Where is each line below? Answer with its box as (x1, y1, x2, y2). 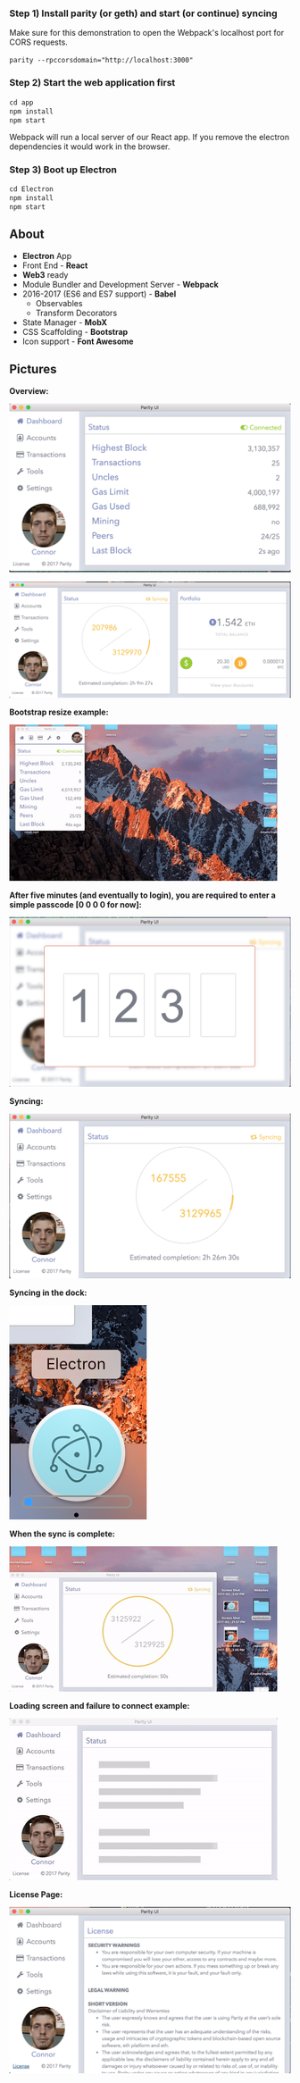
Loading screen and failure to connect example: (9, 1701, 190, 1711)
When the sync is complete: (9, 1528, 116, 1539)
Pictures (9, 362, 57, 377)
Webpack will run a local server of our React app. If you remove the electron (9, 131, 290, 142)
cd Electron (9, 184, 54, 194)
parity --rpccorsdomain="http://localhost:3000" (9, 56, 194, 65)
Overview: (9, 385, 49, 396)
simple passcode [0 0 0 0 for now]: (9, 899, 142, 910)
